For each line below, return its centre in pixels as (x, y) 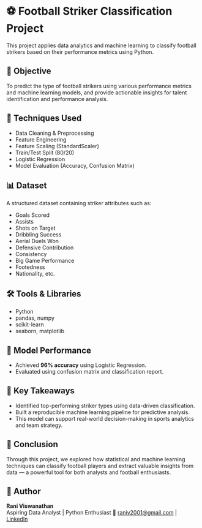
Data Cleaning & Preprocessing (54, 133)
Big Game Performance (45, 261)
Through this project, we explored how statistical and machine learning (96, 459)
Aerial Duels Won (37, 241)
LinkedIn (17, 519)
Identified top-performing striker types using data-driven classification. (105, 405)
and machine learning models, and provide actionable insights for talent (97, 92)
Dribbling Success (38, 235)
